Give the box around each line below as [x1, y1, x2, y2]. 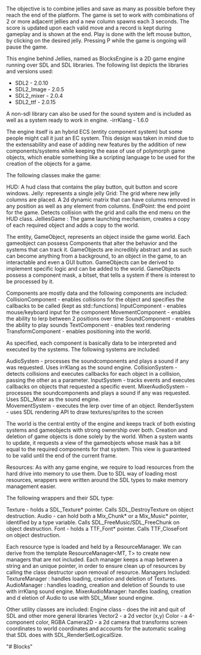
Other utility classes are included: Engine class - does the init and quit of [6, 606, 186, 613]
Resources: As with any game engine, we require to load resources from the [6, 463, 194, 471]
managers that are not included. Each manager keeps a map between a [6, 556, 183, 563]
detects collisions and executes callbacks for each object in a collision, [6, 370, 182, 377]
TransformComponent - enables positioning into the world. [6, 328, 152, 335]
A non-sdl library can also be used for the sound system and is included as [6, 110, 192, 117]
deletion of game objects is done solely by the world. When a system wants [6, 433, 193, 440]
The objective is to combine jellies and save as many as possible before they [6, 5, 196, 12]
